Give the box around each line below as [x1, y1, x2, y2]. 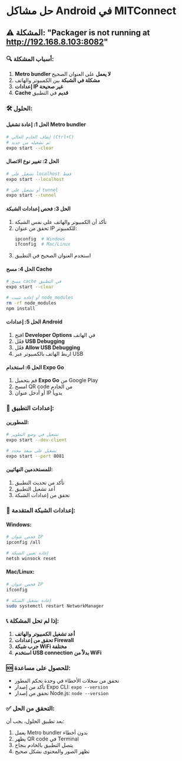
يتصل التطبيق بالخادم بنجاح [14, 742, 74, 749]
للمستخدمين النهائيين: [6, 466, 53, 473]
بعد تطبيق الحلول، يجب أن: [6, 717, 65, 725]
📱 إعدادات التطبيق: [6, 404, 55, 412]
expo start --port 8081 [6, 454, 65, 459]
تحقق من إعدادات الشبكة [14, 492, 70, 499]
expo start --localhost [6, 176, 65, 182]
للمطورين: [6, 418, 29, 425]
